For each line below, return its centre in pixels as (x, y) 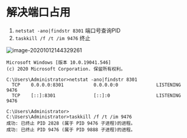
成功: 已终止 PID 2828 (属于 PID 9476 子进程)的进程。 (71, 123)
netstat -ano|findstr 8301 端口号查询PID (68, 30)
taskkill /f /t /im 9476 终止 (53, 38)
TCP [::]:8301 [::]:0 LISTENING (97, 95)
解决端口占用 (39, 12)
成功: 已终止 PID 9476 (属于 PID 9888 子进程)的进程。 (71, 129)
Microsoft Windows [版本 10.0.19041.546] (59, 62)
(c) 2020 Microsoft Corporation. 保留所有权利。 (66, 69)
